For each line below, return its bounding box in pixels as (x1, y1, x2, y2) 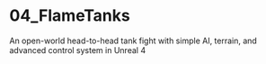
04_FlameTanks (9, 5, 130, 26)
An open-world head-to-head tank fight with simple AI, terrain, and (9, 35, 258, 46)
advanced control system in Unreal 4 (9, 44, 146, 55)
